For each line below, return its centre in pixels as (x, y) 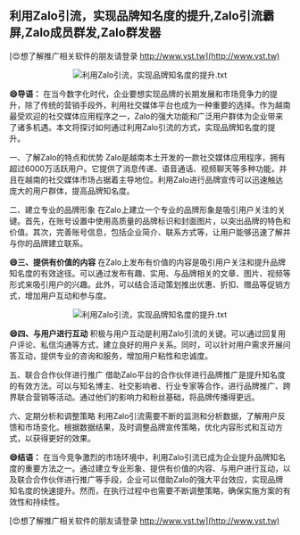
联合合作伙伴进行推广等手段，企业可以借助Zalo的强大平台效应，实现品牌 (150, 479)
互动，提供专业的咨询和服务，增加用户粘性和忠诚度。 (114, 356)
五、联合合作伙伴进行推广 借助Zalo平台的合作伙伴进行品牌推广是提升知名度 (147, 374)
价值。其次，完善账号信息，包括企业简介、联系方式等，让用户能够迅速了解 (146, 232)
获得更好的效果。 (64, 438)
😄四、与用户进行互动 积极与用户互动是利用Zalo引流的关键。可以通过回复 (144, 333)
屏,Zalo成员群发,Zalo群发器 (85, 33)
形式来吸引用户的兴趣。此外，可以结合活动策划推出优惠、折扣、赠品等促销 (146, 284)
